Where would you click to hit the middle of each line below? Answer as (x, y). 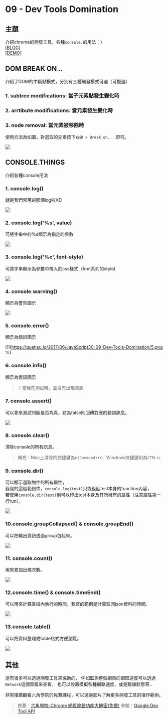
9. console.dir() (24, 471)
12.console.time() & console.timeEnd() (53, 592)
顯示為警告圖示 (21, 303)
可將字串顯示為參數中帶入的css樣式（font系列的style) (60, 268)
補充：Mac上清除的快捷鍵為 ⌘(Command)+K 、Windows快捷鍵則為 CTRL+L (89, 458)
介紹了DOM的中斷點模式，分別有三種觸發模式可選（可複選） (68, 81)
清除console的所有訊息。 (31, 447)
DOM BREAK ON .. (34, 69)
